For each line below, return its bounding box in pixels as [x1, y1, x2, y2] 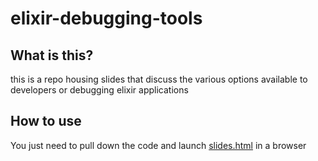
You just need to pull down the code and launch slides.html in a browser [10, 139, 307, 151]
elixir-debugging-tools [10, 7, 203, 30]
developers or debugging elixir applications [10, 84, 189, 96]
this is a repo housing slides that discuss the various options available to [10, 73, 308, 85]
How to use [10, 113, 82, 130]
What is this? [10, 47, 94, 64]
